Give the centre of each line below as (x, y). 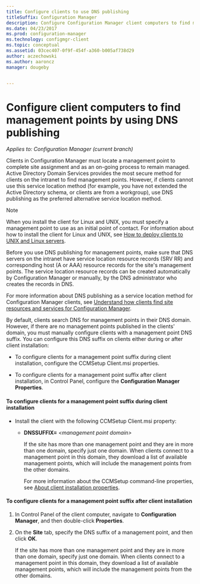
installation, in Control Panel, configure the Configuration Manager (97, 381)
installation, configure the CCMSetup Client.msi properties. (87, 363)
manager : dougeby (28, 67)
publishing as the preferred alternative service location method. (84, 199)
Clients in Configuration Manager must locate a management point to (91, 161)
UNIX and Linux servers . (36, 241)
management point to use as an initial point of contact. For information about (100, 228)
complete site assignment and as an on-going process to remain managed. (98, 167)
